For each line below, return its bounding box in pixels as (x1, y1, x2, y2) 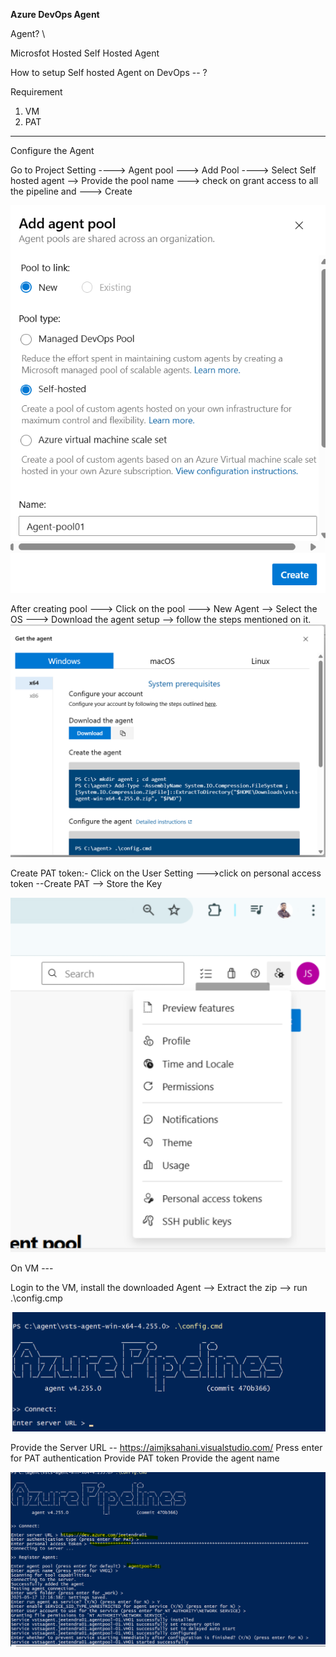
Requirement (10, 86, 63, 98)
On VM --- (10, 1262, 54, 1274)
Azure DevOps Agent (10, 9, 100, 20)
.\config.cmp (10, 1292, 63, 1304)
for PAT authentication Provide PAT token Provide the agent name (10, 1452, 280, 1464)
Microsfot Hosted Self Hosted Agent (10, 47, 160, 59)
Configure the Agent (10, 145, 95, 156)
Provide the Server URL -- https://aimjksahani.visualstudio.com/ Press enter (10, 1441, 323, 1453)
